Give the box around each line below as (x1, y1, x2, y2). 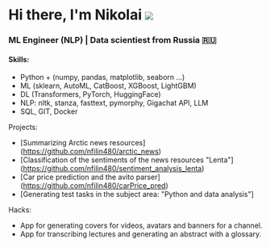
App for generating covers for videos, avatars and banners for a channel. (19, 220, 263, 231)
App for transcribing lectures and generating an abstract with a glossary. (19, 229, 262, 239)
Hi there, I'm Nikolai (8, 6, 143, 24)
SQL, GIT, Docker (19, 107, 78, 116)
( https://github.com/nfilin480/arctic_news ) (19, 147, 162, 157)
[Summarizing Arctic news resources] (19, 138, 146, 148)
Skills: (8, 54, 30, 64)
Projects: (8, 123, 38, 132)
